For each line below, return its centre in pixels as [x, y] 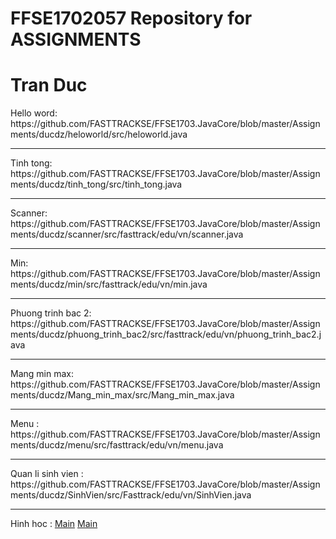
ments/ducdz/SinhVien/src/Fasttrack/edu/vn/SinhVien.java [131, 495]
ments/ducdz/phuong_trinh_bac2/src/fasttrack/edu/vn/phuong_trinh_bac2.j [166, 334]
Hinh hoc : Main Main [54, 524]
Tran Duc [49, 85]
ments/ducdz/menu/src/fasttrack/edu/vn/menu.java [117, 445]
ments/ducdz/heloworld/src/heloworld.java [99, 134]
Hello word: [34, 113]
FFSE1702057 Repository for [131, 18]
